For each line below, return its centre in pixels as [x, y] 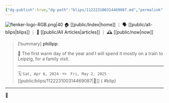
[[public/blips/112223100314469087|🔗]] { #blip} [67, 80]
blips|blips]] [18, 32]
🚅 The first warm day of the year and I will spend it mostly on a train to [90, 53]
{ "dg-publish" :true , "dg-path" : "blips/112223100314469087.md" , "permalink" [84, 10]
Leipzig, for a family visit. [43, 59]
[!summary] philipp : [38, 44]
